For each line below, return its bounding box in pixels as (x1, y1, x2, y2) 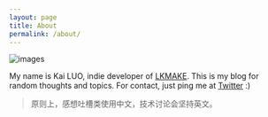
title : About (9, 21, 57, 30)
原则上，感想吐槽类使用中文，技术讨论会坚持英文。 (30, 98, 218, 109)
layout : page (9, 12, 57, 22)
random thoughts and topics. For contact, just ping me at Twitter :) (9, 81, 251, 91)
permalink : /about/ (9, 29, 81, 38)
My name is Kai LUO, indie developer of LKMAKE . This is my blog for (9, 71, 259, 82)
